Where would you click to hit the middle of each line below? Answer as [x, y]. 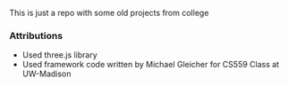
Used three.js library [60, 55]
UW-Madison [47, 74]
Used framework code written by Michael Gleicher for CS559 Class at [151, 65]
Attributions [36, 35]
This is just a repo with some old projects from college [109, 13]
